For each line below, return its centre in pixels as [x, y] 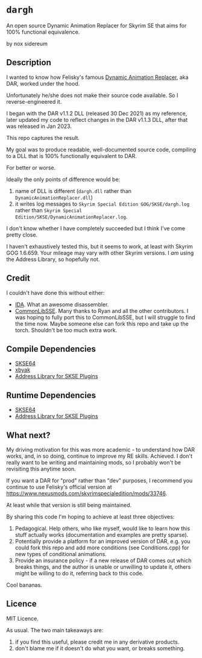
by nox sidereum [27, 43]
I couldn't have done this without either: [55, 293]
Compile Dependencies [51, 349]
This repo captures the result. [43, 138]
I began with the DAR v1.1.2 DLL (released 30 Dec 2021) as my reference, [97, 113]
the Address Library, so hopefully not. [53, 259]
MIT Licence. [23, 618]
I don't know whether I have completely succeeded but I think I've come [96, 228]
